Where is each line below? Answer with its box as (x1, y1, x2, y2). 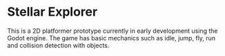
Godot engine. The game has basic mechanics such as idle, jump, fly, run (7, 33, 216, 42)
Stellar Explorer (7, 4, 98, 20)
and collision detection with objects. (7, 41, 110, 49)
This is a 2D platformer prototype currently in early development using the (7, 27, 218, 35)
